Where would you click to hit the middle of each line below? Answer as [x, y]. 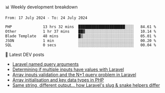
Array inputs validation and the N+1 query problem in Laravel [74, 75]
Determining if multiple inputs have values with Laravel [68, 70]
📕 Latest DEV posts [25, 55]
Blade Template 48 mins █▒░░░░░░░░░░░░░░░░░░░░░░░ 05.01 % [81, 36]
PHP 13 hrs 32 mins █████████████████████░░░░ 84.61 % [81, 27]
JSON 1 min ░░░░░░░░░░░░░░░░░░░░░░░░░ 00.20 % [81, 41]
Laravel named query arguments [46, 64]
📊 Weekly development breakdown [41, 7]
